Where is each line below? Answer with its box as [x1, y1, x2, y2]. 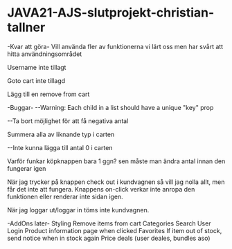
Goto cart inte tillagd [7, 76, 66, 84]
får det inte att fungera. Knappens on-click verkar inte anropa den [7, 185, 195, 193]
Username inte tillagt [7, 63, 66, 71]
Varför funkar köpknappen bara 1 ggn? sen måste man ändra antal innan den [7, 157, 226, 165]
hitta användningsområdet [7, 50, 82, 58]
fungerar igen [7, 164, 46, 172]
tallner [7, 19, 46, 35]
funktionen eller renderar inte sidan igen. [7, 192, 123, 201]
